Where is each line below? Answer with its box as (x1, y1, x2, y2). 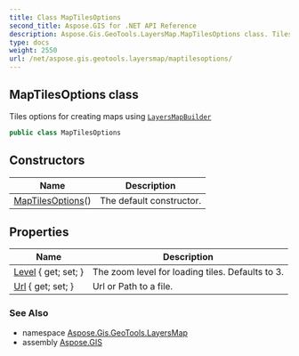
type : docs (9, 37, 50, 47)
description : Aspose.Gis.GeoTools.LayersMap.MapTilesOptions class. (9, 29, 269, 38)
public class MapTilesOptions (9, 128, 122, 137)
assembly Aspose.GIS (21, 336, 102, 347)
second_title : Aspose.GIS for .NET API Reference (9, 21, 198, 30)
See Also (9, 307, 49, 320)
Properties (9, 224, 69, 239)
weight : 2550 (9, 46, 58, 55)
